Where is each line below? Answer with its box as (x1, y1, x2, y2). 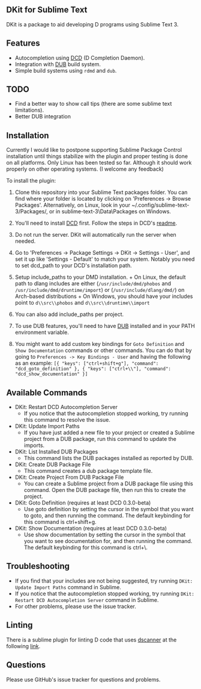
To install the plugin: (6, 177, 56, 184)
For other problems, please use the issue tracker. (14, 602, 137, 610)
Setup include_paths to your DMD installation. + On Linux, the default (14, 273, 186, 281)
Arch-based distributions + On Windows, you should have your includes (14, 293, 193, 300)
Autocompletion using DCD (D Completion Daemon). (14, 54, 145, 61)
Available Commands (6, 387, 88, 398)
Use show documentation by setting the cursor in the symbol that (23, 531, 186, 538)
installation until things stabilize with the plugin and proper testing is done (6, 153, 188, 160)
